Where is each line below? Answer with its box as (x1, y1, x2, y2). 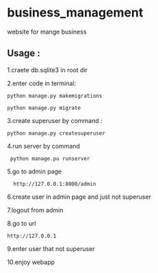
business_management (7, 5, 144, 21)
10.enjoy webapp (7, 258, 55, 266)
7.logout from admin (7, 206, 64, 214)
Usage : (7, 47, 41, 59)
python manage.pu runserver (10, 155, 90, 162)
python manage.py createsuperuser (7, 129, 106, 137)
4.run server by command (7, 142, 81, 150)
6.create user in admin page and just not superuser (7, 193, 152, 201)
